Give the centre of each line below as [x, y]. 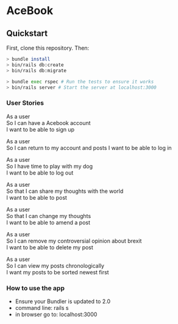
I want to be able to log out [40, 173]
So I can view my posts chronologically [55, 266]
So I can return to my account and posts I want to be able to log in [89, 148]
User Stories [25, 103]
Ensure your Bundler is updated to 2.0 [63, 301]
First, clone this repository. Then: [48, 48]
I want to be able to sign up [41, 129]
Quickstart [27, 33]
